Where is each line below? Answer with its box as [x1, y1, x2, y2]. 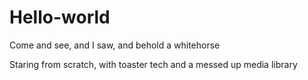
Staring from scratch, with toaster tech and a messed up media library [9, 58, 298, 70]
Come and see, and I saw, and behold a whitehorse [9, 39, 221, 51]
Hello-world [9, 6, 111, 29]
